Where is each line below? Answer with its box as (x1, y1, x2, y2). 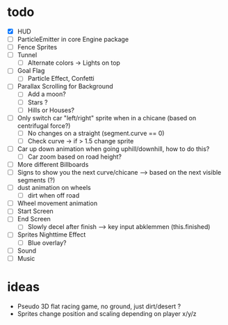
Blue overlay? (27, 238, 67, 247)
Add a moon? (27, 90, 66, 98)
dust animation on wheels (17, 184, 92, 192)
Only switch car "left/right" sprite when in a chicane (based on (17, 113, 197, 122)
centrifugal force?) (17, 121, 71, 129)
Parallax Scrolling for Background (17, 82, 113, 90)
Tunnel (17, 51, 38, 59)
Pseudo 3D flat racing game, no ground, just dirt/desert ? (17, 302, 181, 310)
